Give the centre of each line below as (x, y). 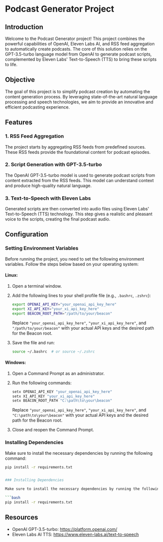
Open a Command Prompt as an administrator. (58, 373)
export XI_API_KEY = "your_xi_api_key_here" (56, 309)
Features (19, 122)
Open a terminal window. (37, 286)
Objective (20, 80)
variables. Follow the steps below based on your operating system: (72, 264)
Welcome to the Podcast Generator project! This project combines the (75, 38)
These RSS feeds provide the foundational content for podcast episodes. (78, 152)
